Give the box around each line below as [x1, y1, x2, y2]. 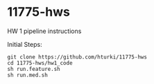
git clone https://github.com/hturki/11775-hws [7, 53, 148, 61]
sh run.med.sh [7, 72, 49, 78]
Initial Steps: [7, 40, 43, 48]
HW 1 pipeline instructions [7, 27, 82, 35]
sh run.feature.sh [7, 65, 60, 72]
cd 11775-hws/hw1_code [7, 59, 73, 66]
